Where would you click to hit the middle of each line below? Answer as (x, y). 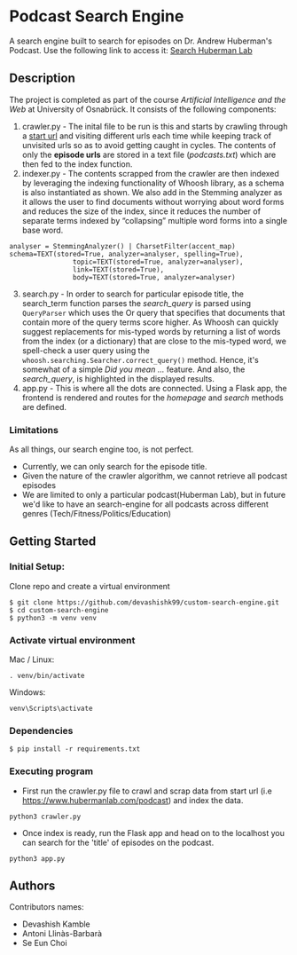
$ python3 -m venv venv (53, 618)
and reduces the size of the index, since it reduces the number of (141, 211)
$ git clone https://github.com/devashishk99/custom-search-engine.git (144, 602)
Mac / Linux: (32, 659)
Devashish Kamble (56, 924)
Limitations (34, 430)
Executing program (51, 771)
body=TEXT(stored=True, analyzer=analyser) (154, 277)
